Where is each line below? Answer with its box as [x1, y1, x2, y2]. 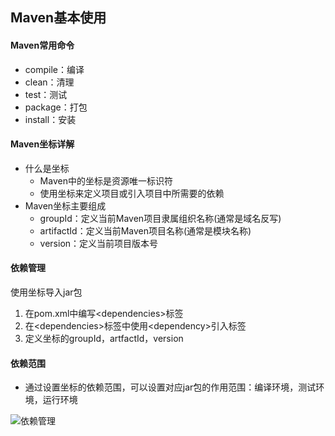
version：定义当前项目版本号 [39, 237, 159, 249]
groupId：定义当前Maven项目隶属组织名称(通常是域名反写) [39, 212, 282, 224]
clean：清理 [24, 76, 75, 88]
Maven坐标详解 [10, 138, 75, 150]
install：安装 [24, 113, 77, 125]
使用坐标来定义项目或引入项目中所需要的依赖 [39, 187, 225, 199]
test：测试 [24, 88, 68, 100]
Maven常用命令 [10, 39, 75, 51]
